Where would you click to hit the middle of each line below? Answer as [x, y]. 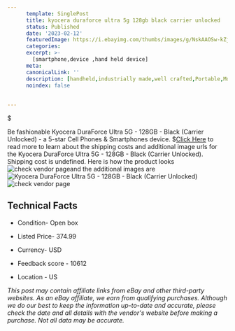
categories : [43, 46]
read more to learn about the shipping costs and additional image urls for [113, 147]
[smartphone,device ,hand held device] [91, 59]
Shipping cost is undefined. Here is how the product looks [91, 161]
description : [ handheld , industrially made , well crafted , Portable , [124, 79]
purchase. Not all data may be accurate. [66, 320]
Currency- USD [40, 250]
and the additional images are [113, 169]
